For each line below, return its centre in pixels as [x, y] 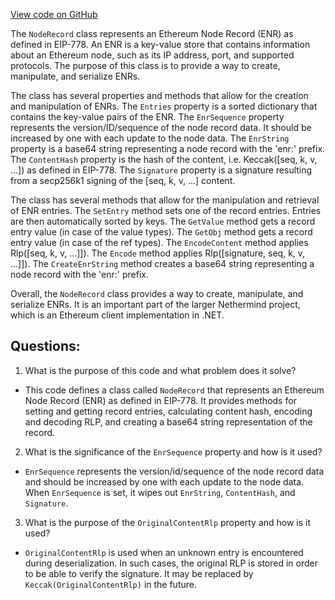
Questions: [45, 346]
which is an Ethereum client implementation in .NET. [117, 315]
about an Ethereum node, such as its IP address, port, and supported [152, 55]
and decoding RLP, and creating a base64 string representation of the [168, 421]
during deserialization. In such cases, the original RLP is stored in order [171, 563]
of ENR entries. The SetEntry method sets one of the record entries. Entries [166, 210]
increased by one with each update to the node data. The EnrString [150, 138]
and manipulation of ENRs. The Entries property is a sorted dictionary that [164, 106]
